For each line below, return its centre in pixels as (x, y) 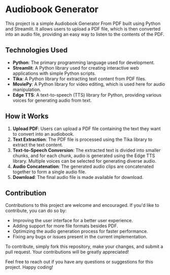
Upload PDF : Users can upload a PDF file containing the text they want (87, 129)
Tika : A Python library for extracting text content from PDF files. (79, 79)
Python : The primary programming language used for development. (83, 63)
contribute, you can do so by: (36, 211)
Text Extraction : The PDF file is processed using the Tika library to (82, 139)
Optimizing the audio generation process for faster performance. (80, 231)
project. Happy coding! (29, 267)
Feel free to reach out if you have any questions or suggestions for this (79, 262)
